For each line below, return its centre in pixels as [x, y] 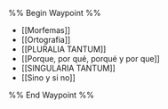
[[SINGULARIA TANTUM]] [68, 68]
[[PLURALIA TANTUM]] [64, 49]
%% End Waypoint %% [51, 95]
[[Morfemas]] [46, 30]
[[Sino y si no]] [48, 78]
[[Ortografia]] [46, 40]
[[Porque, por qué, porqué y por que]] [91, 59]
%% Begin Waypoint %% [55, 13]
